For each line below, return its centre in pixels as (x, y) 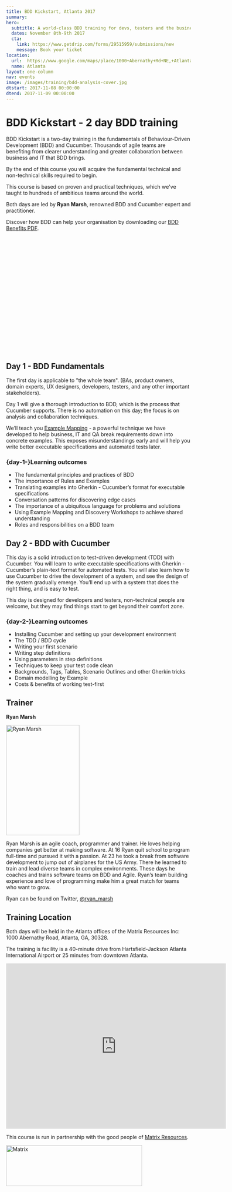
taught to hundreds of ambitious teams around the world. (75, 193)
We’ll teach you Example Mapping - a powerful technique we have (86, 428)
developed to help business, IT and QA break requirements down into (90, 434)
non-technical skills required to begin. (52, 175)
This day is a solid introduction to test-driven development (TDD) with (90, 558)
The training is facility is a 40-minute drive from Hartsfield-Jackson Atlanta (96, 949)
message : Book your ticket (50, 50)
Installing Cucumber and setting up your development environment (95, 634)
